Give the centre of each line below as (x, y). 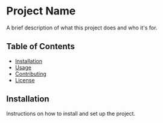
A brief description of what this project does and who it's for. (82, 28)
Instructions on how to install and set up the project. (71, 113)
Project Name (41, 11)
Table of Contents (41, 46)
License (25, 80)
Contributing (30, 74)
